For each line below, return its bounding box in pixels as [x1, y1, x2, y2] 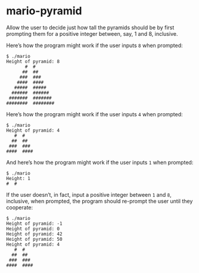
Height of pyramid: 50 [6, 236, 63, 242]
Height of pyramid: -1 [6, 221, 63, 227]
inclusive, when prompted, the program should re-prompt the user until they [6, 197, 193, 204]
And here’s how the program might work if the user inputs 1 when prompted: [6, 159, 194, 166]
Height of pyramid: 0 [6, 225, 60, 232]
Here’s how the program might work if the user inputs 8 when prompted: [6, 42, 183, 49]
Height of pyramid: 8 [6, 58, 60, 64]
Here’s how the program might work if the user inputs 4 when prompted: [6, 110, 183, 117]
